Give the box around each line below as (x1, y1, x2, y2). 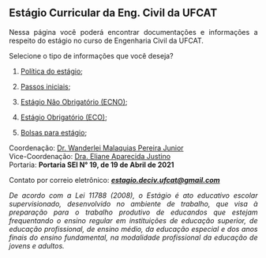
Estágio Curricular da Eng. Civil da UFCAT (9, 6, 218, 20)
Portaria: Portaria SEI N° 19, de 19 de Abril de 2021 (9, 160, 174, 169)
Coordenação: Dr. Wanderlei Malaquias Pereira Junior (9, 142, 184, 153)
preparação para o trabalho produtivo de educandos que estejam (9, 207, 258, 217)
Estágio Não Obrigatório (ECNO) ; (20, 97, 128, 106)
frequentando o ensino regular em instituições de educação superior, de (9, 215, 258, 225)
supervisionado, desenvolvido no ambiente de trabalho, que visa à (9, 199, 258, 208)
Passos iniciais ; (20, 82, 71, 91)
